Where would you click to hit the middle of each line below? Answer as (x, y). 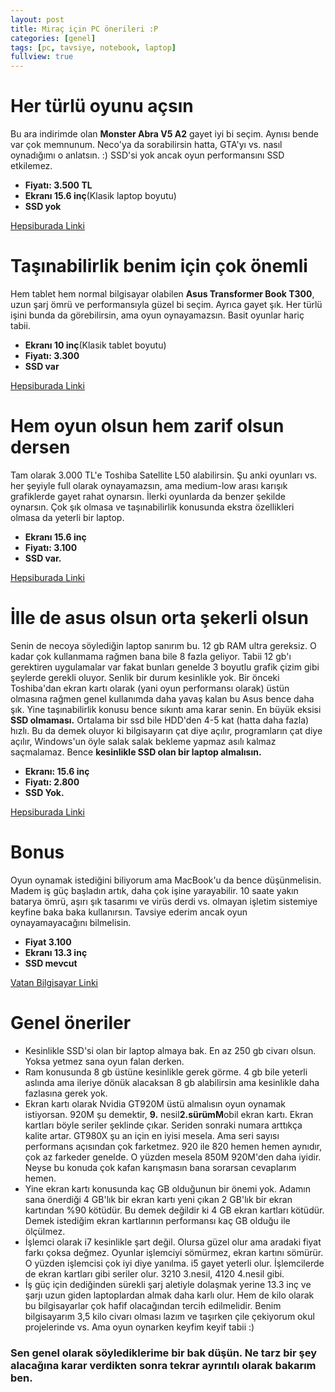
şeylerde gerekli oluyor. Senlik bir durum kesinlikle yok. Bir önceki (145, 677)
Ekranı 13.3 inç (56, 952)
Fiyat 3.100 (48, 942)
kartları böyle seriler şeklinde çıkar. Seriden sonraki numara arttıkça (163, 1125)
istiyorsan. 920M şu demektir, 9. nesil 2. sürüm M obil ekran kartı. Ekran (169, 1114)
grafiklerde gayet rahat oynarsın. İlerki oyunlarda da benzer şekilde (148, 496)
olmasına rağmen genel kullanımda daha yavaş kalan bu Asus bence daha (162, 698)
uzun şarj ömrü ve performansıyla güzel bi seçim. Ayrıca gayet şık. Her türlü (166, 304)
